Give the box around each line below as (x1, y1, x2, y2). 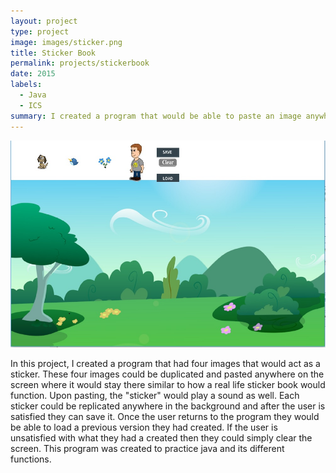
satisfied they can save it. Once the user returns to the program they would (10, 410, 320, 422)
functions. (10, 453, 52, 465)
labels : (10, 80, 43, 90)
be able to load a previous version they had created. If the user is (10, 421, 278, 433)
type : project (10, 26, 70, 37)
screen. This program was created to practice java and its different (10, 442, 285, 454)
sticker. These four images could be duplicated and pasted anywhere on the (10, 368, 325, 380)
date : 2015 (10, 69, 56, 79)
